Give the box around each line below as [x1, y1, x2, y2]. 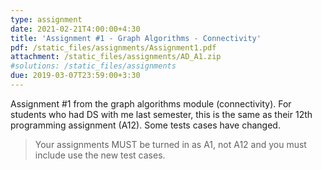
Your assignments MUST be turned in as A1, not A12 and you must [34, 138, 307, 150]
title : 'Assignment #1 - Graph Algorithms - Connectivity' [10, 33, 262, 43]
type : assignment [10, 14, 83, 25]
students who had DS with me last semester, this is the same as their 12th [10, 108, 313, 120]
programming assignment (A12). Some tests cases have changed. [10, 119, 281, 131]
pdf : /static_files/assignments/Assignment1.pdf [10, 42, 217, 53]
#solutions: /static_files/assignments [10, 61, 177, 71]
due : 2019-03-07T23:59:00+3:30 [10, 71, 141, 81]
